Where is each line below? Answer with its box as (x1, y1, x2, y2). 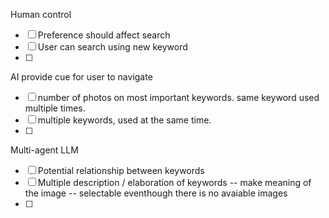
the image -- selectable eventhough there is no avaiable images (24, 187, 288, 199)
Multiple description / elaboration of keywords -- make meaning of (37, 177, 312, 188)
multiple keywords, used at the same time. (37, 114, 212, 126)
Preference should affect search (37, 29, 171, 41)
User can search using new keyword (37, 41, 188, 53)
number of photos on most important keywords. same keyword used (37, 92, 320, 103)
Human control (10, 9, 72, 20)
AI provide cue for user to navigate (10, 71, 153, 83)
